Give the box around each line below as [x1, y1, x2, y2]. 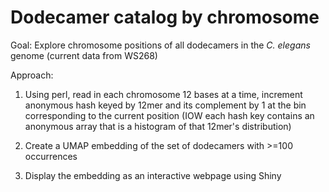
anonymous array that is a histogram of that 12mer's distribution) [24, 120, 292, 132]
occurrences [24, 150, 78, 162]
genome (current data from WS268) [10, 49, 158, 61]
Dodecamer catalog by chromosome [10, 6, 320, 29]
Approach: [10, 69, 54, 81]
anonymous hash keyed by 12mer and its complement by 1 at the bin [24, 99, 307, 111]
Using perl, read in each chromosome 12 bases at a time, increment [24, 88, 303, 100]
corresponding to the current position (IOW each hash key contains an [24, 109, 315, 121]
